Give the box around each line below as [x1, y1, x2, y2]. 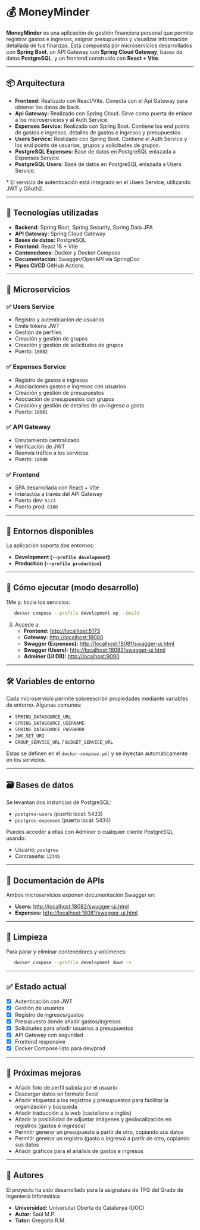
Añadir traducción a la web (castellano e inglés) [14, 1109, 132, 1116]
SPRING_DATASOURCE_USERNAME [14, 720, 85, 726]
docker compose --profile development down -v [14, 959, 132, 965]
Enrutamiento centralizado [14, 436, 80, 443]
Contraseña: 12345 [14, 852, 60, 860]
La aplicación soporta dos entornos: [6, 542, 95, 549]
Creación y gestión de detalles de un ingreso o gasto [14, 401, 145, 409]
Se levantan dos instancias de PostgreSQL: [6, 799, 112, 806]
